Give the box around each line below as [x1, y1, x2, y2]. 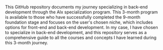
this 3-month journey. [5, 40, 49, 45]
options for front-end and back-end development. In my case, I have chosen [5, 25, 158, 30]
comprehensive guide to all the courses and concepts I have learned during [5, 35, 157, 40]
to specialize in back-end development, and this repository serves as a [5, 30, 147, 35]
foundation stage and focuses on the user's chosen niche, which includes [5, 19, 153, 25]
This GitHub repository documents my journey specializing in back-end [5, 4, 148, 10]
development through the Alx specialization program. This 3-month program [5, 9, 158, 15]
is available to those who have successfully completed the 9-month [5, 14, 141, 20]
